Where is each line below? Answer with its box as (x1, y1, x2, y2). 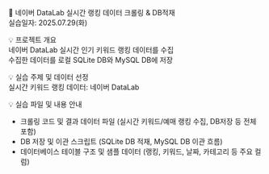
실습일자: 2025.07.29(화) (8, 18, 88, 27)
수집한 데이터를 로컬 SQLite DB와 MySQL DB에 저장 (8, 56, 174, 64)
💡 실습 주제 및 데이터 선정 (8, 72, 89, 81)
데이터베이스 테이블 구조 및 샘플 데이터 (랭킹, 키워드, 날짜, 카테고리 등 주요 (19, 147, 253, 156)
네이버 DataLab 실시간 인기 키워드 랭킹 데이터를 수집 (8, 45, 174, 55)
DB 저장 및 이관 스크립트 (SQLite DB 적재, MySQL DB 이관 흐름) (19, 137, 224, 146)
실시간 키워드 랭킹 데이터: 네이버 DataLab (8, 82, 140, 92)
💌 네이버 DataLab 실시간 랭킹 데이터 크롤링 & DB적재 (8, 8, 175, 17)
